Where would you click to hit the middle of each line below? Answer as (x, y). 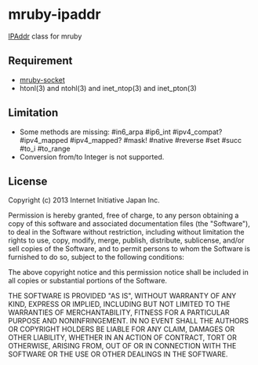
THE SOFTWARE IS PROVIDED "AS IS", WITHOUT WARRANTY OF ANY (122, 296)
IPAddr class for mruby (45, 36)
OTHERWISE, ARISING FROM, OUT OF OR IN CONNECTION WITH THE (122, 346)
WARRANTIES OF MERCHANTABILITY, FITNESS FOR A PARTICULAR (119, 312)
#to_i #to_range (45, 148)
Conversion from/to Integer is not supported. (92, 157)
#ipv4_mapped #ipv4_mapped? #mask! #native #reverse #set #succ (130, 140)
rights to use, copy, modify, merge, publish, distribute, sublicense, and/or (126, 240)
